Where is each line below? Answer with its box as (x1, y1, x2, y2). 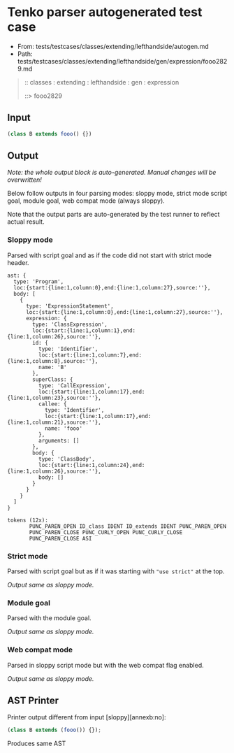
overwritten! (7, 175, 42, 184)
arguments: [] (38, 437, 80, 444)
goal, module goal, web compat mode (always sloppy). (7, 196, 166, 205)
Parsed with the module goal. (7, 614, 92, 622)
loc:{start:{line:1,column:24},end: (38, 461, 145, 468)
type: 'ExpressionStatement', (25, 302, 114, 310)
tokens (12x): (7, 517, 49, 524)
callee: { (38, 400, 68, 408)
